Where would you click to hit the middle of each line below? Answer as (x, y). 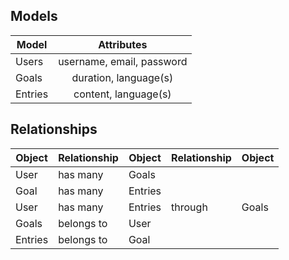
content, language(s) (122, 94)
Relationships (54, 129)
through (189, 207)
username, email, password (123, 61)
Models (34, 16)
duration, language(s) (122, 77)
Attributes (123, 44)
